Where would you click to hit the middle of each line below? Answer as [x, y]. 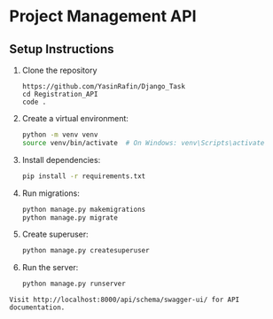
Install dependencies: [61, 159]
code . [34, 102]
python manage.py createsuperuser [86, 251]
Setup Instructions [62, 49]
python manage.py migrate [70, 218]
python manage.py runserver [74, 284]
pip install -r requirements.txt [84, 176]
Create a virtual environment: [75, 118]
